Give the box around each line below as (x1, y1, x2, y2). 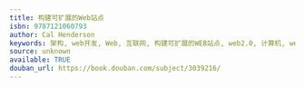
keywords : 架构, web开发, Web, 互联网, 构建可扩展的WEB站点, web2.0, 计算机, (9, 38, 286, 48)
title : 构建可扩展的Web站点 (9, 13, 104, 23)
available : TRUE (9, 55, 71, 64)
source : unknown (9, 47, 71, 56)
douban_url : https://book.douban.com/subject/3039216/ (9, 64, 221, 73)
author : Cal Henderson (9, 30, 95, 39)
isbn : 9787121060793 (9, 22, 88, 31)
